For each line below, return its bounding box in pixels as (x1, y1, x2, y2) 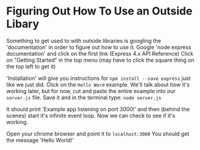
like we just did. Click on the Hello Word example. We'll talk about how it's (6, 80, 190, 88)
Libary (6, 17, 39, 31)
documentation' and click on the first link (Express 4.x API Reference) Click (6, 50, 194, 57)
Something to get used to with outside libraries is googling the (6, 37, 162, 44)
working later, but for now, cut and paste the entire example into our (6, 87, 176, 94)
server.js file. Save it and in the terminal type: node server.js (6, 94, 162, 101)
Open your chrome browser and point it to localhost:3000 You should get (6, 130, 190, 137)
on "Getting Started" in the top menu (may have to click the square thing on (6, 56, 195, 64)
